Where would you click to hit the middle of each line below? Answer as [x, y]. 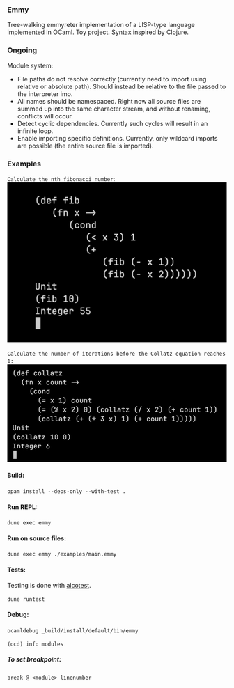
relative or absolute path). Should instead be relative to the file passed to [122, 86]
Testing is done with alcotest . [49, 585]
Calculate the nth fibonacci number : [61, 178]
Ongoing [22, 50]
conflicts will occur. [45, 116]
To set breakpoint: [34, 659]
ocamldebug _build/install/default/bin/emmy [73, 631]
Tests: [16, 570]
